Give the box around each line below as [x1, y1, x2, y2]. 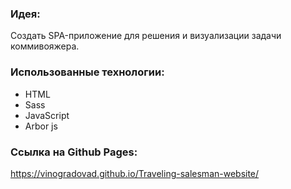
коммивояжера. [10, 40, 80, 52]
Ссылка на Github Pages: [10, 145, 138, 159]
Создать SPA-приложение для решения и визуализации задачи [10, 30, 282, 42]
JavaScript [24, 109, 70, 121]
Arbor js [24, 120, 58, 132]
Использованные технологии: [10, 65, 165, 79]
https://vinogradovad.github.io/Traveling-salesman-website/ [10, 167, 260, 179]
